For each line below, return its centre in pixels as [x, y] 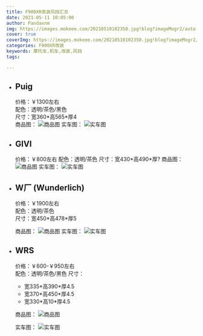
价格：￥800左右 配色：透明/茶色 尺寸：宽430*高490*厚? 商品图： [99, 159]
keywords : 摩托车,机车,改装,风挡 [44, 51]
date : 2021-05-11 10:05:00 [40, 18]
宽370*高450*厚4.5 [49, 294]
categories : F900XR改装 [35, 46]
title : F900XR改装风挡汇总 [37, 12]
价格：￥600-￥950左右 [45, 266]
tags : [13, 57]
